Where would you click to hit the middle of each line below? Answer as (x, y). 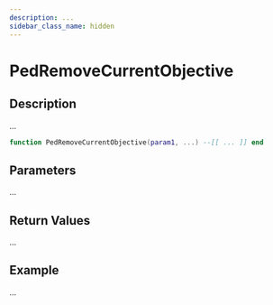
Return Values (50, 221)
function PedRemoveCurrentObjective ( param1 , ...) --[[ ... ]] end (136, 142)
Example (34, 270)
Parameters (43, 170)
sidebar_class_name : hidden (62, 26)
